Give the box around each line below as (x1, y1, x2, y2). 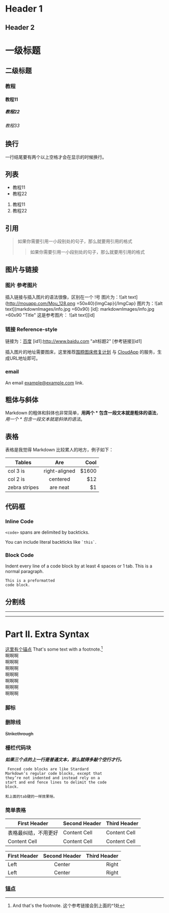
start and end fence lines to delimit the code (5, 780, 107, 785)
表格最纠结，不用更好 (8, 829, 59, 836)
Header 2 (5, 23, 35, 32)
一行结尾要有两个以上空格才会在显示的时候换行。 (5, 154, 107, 160)
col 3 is (8, 468, 25, 475)
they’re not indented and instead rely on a (5, 775, 100, 781)
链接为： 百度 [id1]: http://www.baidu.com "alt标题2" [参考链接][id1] (5, 338, 142, 345)
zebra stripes (8, 484, 39, 491)
